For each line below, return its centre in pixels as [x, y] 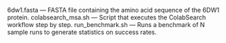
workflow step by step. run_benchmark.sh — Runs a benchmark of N [106, 25]
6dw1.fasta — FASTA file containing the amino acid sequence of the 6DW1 [113, 10]
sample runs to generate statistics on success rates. [82, 32]
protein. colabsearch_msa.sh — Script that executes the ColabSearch [107, 17]
